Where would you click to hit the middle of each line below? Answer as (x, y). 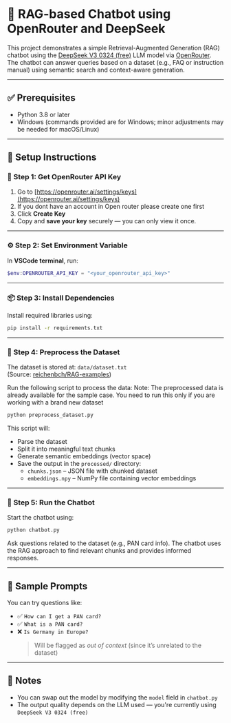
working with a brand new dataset (55, 403)
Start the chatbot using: (41, 518)
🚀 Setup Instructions (52, 157)
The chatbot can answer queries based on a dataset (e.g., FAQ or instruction (115, 62)
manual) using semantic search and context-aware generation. (96, 70)
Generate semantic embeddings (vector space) (84, 456)
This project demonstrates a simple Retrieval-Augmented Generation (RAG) (113, 48)
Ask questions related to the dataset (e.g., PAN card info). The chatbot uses (114, 543)
